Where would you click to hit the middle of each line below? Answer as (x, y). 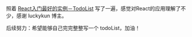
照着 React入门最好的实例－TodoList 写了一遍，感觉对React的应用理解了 (93, 8)
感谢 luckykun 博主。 (42, 16)
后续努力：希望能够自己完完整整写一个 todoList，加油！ (73, 28)
